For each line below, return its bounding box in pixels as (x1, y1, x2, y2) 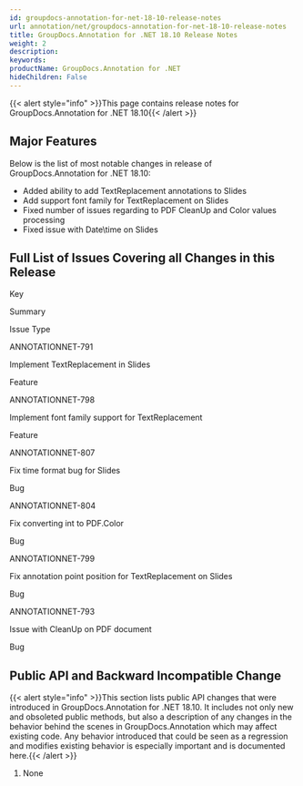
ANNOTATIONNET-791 (9, 342, 94, 352)
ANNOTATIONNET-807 (9, 447, 96, 458)
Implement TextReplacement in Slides (9, 359, 151, 370)
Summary (9, 306, 46, 317)
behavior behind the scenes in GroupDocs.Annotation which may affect (9, 721, 278, 732)
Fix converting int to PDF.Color (9, 518, 125, 529)
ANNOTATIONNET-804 (9, 500, 96, 511)
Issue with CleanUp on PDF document (9, 624, 152, 635)
